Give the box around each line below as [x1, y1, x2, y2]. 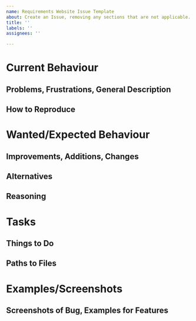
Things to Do [6, 239, 54, 249]
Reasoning [6, 191, 46, 201]
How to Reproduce [6, 104, 75, 115]
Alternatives [6, 171, 53, 181]
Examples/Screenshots [6, 282, 122, 295]
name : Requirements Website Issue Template [6, 8, 115, 15]
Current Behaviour [6, 61, 99, 74]
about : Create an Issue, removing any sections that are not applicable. [6, 14, 191, 20]
